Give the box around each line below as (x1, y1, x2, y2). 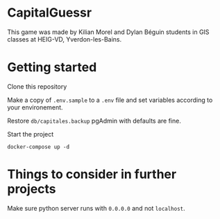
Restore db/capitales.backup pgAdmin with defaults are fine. (7, 116, 182, 125)
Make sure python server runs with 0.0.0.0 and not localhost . (7, 204, 185, 212)
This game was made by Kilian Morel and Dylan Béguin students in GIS (7, 28, 210, 36)
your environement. (7, 103, 64, 112)
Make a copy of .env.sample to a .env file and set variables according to (7, 96, 213, 104)
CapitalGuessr (7, 5, 92, 21)
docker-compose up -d (7, 143, 70, 150)
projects (7, 182, 57, 197)
